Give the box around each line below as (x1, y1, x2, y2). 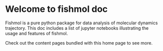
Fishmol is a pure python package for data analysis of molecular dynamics (5, 20, 158, 26)
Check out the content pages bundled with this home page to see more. (5, 40, 153, 46)
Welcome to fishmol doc (5, 3, 108, 15)
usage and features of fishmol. (5, 30, 68, 36)
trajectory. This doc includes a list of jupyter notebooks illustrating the (5, 25, 149, 31)
